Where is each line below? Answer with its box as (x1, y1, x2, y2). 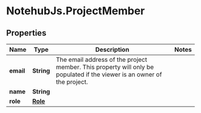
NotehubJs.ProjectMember (6, 4, 145, 18)
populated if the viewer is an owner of (56, 70, 163, 79)
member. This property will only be (56, 63, 154, 71)
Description (95, 46, 130, 54)
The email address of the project (56, 55, 148, 64)
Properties (6, 28, 47, 38)
